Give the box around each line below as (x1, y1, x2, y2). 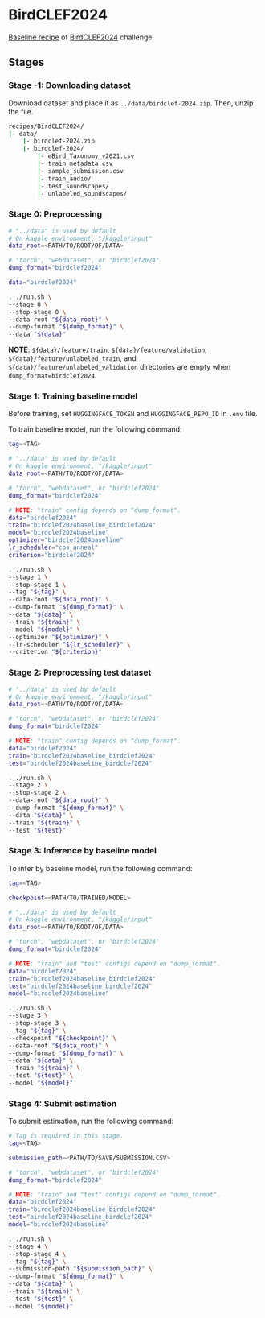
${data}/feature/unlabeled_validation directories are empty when (8, 362, 231, 372)
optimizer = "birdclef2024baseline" (8, 536, 124, 544)
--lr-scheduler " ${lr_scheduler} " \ (8, 640, 131, 649)
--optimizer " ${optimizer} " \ (8, 633, 110, 641)
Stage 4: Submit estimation (8, 1097, 117, 1109)
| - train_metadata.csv (37, 159, 113, 167)
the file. (8, 106, 34, 116)
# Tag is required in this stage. (8, 1132, 124, 1140)
